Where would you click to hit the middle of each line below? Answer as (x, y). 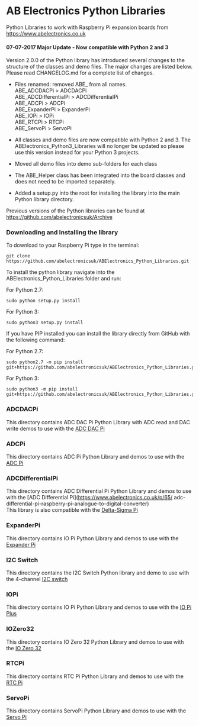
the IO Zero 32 (24, 648)
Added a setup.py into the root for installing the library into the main (97, 193)
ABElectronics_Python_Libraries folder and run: (64, 279)
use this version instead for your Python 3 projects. (77, 153)
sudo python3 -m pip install (42, 389)
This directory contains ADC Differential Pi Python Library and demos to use (99, 491)
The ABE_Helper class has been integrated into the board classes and (100, 175)
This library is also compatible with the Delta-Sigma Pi (72, 510)
